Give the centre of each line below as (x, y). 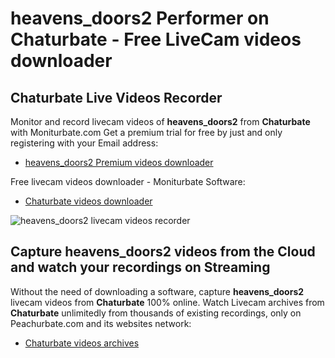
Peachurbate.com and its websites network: (101, 323)
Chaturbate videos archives (82, 343)
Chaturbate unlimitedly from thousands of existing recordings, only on (156, 313)
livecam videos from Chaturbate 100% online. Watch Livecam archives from (167, 302)
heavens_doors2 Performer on (140, 18)
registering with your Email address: (84, 143)
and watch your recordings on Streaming (140, 267)
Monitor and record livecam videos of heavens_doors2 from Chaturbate (160, 121)
